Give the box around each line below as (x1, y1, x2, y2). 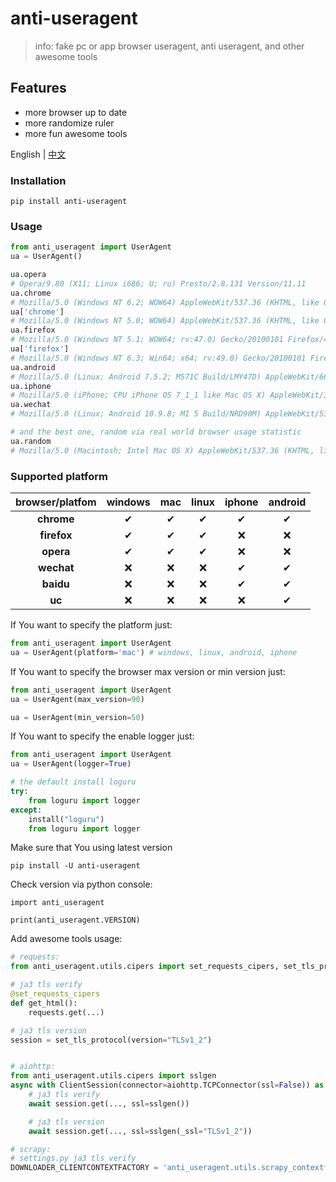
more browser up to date (24, 106, 128, 118)
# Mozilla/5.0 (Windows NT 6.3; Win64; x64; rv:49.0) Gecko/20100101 (10, 353, 307, 363)
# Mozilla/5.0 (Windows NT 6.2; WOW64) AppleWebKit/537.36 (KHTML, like (10, 297, 320, 307)
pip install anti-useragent (10, 197, 128, 207)
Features (10, 80, 67, 97)
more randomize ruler (24, 117, 115, 129)
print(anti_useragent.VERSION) (10, 915, 141, 926)
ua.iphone (10, 381, 52, 391)
